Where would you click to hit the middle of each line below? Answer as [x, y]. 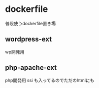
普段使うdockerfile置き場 [31, 23]
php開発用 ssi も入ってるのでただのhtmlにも [50, 80]
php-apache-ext [31, 68]
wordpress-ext [29, 39]
